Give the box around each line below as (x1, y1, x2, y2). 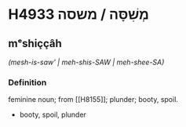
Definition (8, 77, 47, 88)
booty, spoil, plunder (19, 110, 86, 119)
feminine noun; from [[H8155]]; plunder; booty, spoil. (8, 95, 179, 104)
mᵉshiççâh (8, 37, 63, 50)
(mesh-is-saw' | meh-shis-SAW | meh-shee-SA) (8, 57, 165, 67)
